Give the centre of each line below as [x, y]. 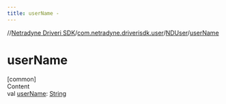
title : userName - [33, 13]
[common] [22, 79]
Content [18, 86]
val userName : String [37, 93]
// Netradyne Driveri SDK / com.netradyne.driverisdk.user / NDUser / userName [113, 33]
